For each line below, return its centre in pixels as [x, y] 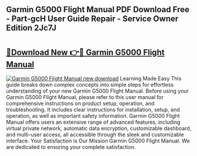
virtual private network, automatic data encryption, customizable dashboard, [99, 128]
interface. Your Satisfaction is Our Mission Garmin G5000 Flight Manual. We [98, 141]
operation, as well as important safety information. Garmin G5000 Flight [93, 116]
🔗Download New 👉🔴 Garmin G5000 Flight [85, 52]
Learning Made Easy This [151, 78]
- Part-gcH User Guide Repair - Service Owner [92, 19]
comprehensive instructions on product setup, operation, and [80, 103]
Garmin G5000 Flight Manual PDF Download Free [98, 10]
